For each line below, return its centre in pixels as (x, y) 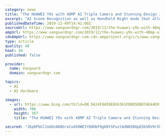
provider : (15, 64)
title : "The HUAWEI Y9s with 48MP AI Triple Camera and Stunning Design (81, 14)
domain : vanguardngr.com (35, 73)
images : (13, 100)
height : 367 (26, 114)
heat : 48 (14, 50)
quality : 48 (17, 46)
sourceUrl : (16, 28)
